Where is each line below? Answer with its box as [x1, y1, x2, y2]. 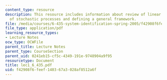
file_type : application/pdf [5, 26, 64, 31]
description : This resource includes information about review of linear [5, 12, 162, 17]
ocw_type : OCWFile [5, 40, 43, 45]
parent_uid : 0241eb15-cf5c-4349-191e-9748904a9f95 [5, 53, 112, 59]
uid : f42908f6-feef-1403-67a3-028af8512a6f [5, 68, 97, 73]
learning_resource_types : [5, 30, 59, 35]
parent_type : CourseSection [5, 49, 64, 54]
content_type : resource [5, 7, 55, 12]
